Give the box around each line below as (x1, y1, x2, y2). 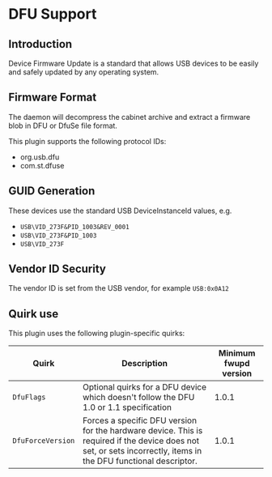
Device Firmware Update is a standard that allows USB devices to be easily (8, 58, 259, 68)
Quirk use (8, 307, 59, 321)
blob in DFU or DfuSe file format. (8, 121, 117, 130)
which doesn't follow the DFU (82, 392, 195, 403)
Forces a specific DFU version (82, 415, 197, 426)
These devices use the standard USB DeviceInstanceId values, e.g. (8, 206, 232, 215)
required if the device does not (82, 435, 200, 446)
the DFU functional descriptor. (82, 455, 198, 466)
